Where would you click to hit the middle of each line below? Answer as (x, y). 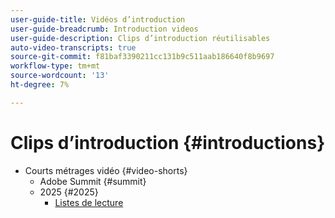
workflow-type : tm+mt (55, 66)
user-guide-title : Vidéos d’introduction (98, 19)
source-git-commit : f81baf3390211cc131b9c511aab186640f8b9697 (142, 57)
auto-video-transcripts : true (73, 47)
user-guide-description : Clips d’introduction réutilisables (140, 38)
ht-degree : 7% (40, 85)
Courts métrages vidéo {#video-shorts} (106, 170)
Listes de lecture (89, 202)
